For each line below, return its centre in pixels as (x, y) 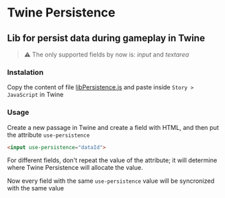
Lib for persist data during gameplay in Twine (106, 38)
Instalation (25, 72)
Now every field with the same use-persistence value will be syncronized (111, 181)
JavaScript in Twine (35, 95)
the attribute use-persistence (49, 135)
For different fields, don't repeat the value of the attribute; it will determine (112, 160)
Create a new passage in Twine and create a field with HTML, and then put (113, 127)
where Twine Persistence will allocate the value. (75, 168)
